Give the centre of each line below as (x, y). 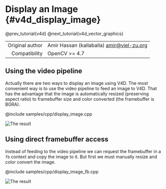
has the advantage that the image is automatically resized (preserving (77, 94)
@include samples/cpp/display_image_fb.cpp (52, 172)
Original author (25, 45)
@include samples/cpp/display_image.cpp (49, 114)
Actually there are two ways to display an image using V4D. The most (77, 83)
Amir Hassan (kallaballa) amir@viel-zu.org (97, 45)
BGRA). (13, 104)
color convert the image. (30, 162)
